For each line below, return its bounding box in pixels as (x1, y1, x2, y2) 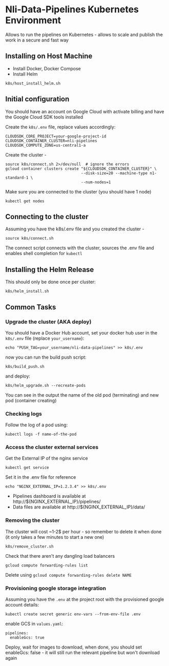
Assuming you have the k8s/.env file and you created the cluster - (5, 226, 144, 232)
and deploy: (5, 373, 31, 379)
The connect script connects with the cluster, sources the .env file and (5, 245, 155, 251)
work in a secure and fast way (5, 37, 69, 43)
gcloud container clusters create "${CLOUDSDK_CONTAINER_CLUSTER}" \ (5, 166, 157, 171)
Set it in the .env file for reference (5, 474, 76, 480)
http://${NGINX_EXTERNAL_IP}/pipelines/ (12, 499, 101, 505)
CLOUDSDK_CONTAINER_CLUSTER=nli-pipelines (5, 138, 97, 143)
